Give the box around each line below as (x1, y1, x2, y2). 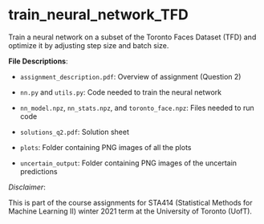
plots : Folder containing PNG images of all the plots (19, 142, 192, 152)
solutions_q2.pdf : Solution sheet (19, 127, 130, 136)
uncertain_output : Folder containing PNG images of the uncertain (19, 158, 238, 168)
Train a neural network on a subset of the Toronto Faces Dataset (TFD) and (8, 32, 257, 42)
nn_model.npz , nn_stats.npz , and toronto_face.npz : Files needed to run (19, 103, 254, 112)
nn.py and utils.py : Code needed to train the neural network (19, 87, 222, 97)
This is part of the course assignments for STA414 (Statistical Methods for (8, 198, 253, 207)
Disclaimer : (8, 182, 46, 192)
